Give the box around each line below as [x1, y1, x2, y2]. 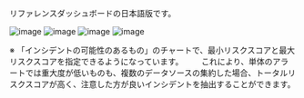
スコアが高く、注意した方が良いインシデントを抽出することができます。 [25, 79, 296, 89]
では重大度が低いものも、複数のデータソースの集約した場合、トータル [25, 67, 289, 78]
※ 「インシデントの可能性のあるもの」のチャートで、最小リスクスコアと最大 [9, 44, 296, 55]
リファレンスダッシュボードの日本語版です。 [9, 8, 177, 18]
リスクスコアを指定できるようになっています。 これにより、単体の [9, 56, 273, 66]
